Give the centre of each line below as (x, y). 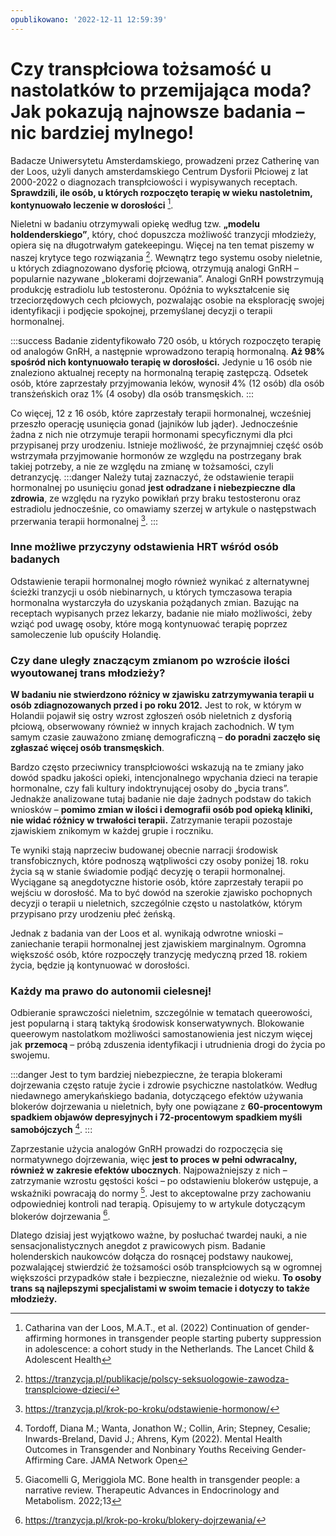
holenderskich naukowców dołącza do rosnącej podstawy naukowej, (152, 1257)
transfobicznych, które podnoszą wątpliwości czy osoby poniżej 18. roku (159, 861)
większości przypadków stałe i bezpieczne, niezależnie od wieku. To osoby (166, 1278)
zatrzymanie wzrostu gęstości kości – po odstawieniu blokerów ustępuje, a (164, 1181)
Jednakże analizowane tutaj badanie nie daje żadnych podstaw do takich (161, 799)
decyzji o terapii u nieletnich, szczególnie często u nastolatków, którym (156, 903)
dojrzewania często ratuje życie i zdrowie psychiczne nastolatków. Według (164, 1085)
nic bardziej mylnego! (102, 132)
